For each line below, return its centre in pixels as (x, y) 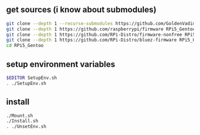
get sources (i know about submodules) (81, 10)
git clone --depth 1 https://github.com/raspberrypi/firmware (85, 29)
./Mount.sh (20, 115)
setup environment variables (61, 64)
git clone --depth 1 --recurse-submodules (60, 23)
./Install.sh (22, 121)
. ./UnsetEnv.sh (26, 127)
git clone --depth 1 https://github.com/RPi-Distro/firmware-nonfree (94, 34)
